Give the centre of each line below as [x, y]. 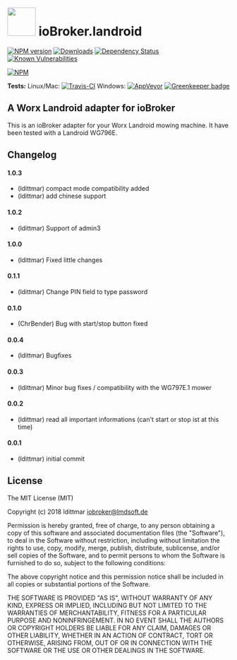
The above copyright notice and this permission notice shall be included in [115, 577]
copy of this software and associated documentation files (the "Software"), [116, 533]
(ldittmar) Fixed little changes [60, 260]
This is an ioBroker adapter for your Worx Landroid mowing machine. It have [118, 125]
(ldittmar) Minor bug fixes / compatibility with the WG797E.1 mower [114, 387]
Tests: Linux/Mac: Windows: [67, 86]
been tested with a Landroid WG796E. [62, 132]
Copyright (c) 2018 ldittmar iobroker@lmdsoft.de [78, 512]
